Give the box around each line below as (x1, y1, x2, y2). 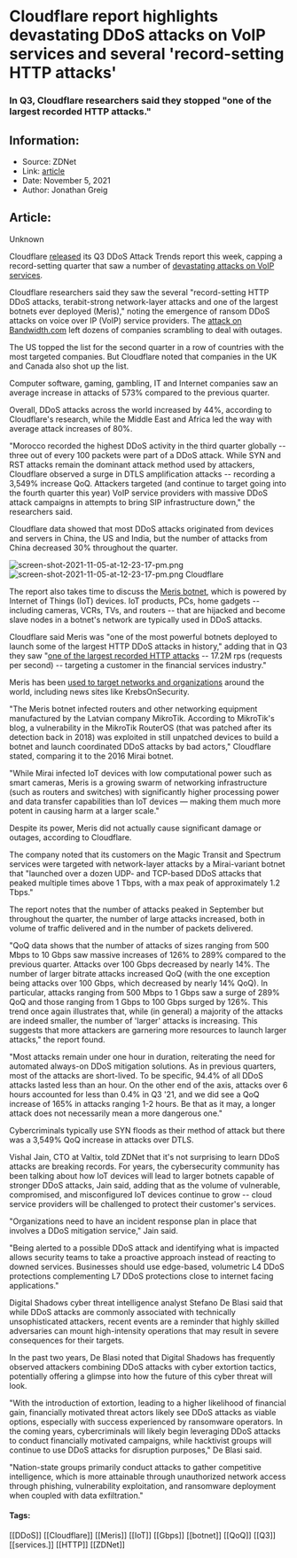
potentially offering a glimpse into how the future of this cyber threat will (9, 1371, 273, 1382)
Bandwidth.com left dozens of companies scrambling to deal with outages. (9, 324, 283, 335)
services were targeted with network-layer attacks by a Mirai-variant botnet (9, 858, 285, 869)
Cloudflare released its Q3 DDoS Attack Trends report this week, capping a (9, 251, 284, 261)
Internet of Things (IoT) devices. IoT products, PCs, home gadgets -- (9, 596, 260, 606)
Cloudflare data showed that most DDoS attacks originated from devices (9, 523, 274, 534)
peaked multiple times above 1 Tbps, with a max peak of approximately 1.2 (9, 877, 281, 888)
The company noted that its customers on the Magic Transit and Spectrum (9, 849, 281, 860)
